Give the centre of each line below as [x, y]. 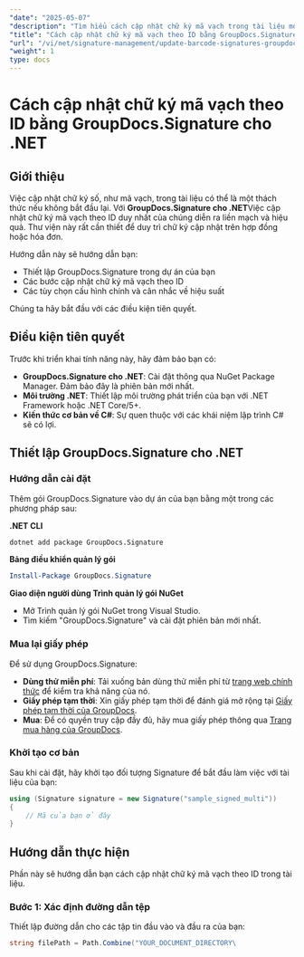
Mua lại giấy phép [49, 644]
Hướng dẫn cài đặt [50, 479]
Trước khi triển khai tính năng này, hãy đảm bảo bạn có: [113, 359]
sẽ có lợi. [39, 424]
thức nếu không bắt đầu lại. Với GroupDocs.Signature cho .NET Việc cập [145, 208]
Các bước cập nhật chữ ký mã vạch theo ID [103, 281]
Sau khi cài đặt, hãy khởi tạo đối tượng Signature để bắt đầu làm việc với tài [149, 772]
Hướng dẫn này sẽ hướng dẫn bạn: [74, 254]
